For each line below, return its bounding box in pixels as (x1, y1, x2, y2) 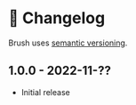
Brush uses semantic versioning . (8, 37, 128, 48)
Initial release (20, 86, 70, 97)
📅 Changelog (8, 8, 106, 28)
